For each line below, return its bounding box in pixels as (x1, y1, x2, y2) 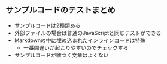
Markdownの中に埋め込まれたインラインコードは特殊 (14, 37, 146, 44)
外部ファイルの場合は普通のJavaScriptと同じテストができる (14, 29, 162, 36)
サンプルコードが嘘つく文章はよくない (14, 52, 109, 59)
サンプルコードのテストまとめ (5, 5, 116, 15)
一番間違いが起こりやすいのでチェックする (23, 44, 129, 51)
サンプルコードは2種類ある (14, 22, 81, 29)
